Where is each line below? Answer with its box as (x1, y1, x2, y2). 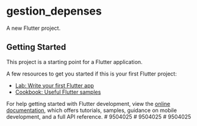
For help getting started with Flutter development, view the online (6, 100, 171, 107)
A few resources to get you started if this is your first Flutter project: (6, 70, 177, 77)
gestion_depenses (6, 4, 102, 18)
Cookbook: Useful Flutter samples (15, 88, 101, 96)
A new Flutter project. (6, 24, 61, 32)
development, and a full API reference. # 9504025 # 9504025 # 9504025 (6, 113, 192, 120)
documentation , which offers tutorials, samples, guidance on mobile (6, 107, 177, 114)
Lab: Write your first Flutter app (15, 82, 95, 89)
